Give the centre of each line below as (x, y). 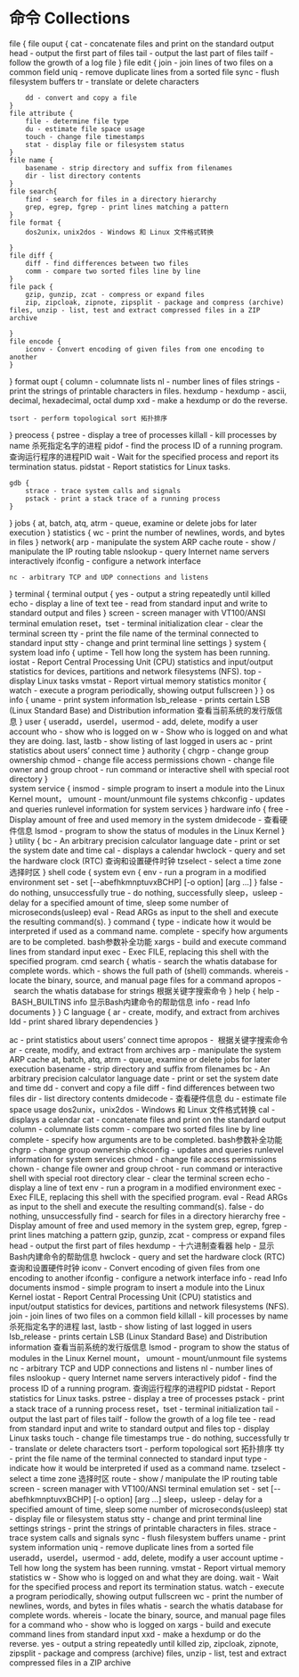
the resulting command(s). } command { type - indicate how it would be (140, 921)
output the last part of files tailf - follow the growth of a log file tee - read (142, 1418)
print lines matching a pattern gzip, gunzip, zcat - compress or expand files (147, 1235)
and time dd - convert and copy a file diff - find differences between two (142, 1087)
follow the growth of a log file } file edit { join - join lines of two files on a (141, 62)
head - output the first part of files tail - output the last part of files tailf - (141, 53)
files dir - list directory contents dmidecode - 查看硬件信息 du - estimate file (148, 1098)
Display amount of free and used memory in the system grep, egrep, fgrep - (148, 1225)
